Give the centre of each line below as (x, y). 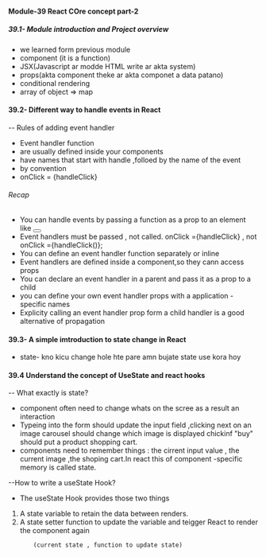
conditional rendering (55, 83)
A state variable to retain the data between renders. (104, 514)
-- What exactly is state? (48, 393)
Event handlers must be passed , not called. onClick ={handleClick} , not (138, 236)
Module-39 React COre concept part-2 (73, 11)
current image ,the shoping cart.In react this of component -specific (131, 459)
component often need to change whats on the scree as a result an (129, 408)
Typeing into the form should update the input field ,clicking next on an (135, 425)
